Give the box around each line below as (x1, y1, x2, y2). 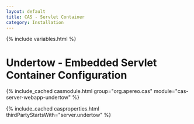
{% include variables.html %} (6, 36, 77, 43)
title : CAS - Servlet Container (6, 14, 85, 20)
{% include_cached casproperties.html (6, 105, 99, 112)
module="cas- (154, 88, 189, 95)
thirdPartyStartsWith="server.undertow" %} (6, 112, 112, 119)
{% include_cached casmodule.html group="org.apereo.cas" (6, 88, 153, 95)
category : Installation (6, 19, 64, 25)
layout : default (6, 8, 46, 15)
